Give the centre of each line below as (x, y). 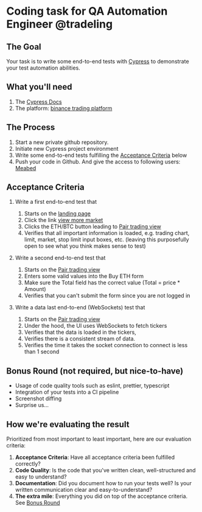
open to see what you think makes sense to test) (85, 246)
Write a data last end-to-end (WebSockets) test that (80, 308)
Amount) (35, 289)
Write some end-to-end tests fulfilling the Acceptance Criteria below (101, 155)
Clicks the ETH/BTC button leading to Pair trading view (92, 226)
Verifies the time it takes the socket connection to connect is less (106, 345)
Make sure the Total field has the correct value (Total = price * (102, 283)
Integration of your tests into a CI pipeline (67, 392)
